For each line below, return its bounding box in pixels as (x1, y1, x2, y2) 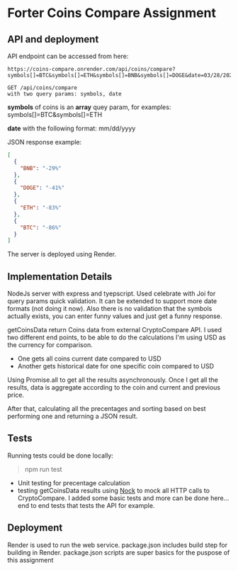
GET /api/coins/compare (7, 84, 78, 91)
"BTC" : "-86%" (20, 224, 62, 231)
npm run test (24, 465, 62, 473)
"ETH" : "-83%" (20, 204, 62, 211)
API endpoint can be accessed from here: (7, 52, 129, 60)
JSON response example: (7, 138, 82, 146)
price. (7, 391, 25, 400)
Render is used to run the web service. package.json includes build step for (7, 541, 228, 549)
